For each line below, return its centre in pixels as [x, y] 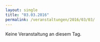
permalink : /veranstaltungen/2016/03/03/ [50, 19]
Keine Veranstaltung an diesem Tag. [43, 34]
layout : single [22, 10]
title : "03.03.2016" [27, 15]
